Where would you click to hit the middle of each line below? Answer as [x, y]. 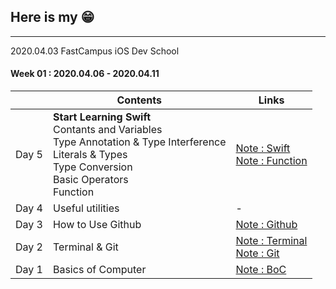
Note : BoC [261, 270]
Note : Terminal [271, 241]
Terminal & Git [85, 247]
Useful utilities [86, 208]
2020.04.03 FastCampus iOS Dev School [95, 51]
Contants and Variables [107, 130]
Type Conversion [92, 167]
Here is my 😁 [52, 17]
